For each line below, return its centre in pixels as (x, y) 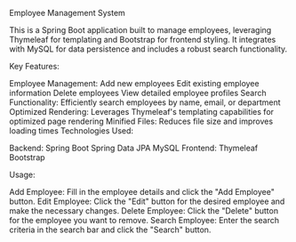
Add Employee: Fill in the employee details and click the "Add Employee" (142, 192)
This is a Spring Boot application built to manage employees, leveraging (140, 30)
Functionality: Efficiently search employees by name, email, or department (145, 102)
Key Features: (34, 66)
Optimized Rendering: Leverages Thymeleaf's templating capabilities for (141, 112)
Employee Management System (68, 13)
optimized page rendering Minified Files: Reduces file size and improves (141, 121)
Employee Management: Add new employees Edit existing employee (134, 83)
